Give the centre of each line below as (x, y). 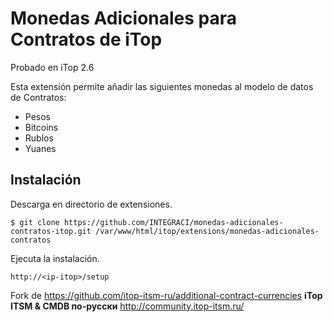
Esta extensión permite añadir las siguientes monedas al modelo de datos (162, 86)
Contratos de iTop (86, 39)
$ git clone (35, 222)
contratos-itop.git (51, 231)
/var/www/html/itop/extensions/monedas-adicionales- (207, 231)
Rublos (39, 138)
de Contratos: (38, 97)
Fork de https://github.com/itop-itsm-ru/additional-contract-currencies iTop (166, 295)
